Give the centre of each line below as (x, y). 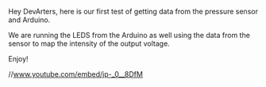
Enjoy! (19, 59)
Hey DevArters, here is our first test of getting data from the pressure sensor (133, 11)
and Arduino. (29, 20)
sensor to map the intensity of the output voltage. (89, 43)
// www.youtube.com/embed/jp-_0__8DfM (75, 74)
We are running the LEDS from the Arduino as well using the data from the (129, 35)
